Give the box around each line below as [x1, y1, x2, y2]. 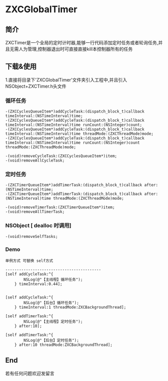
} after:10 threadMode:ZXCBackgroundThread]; [14, 342, 113, 347]
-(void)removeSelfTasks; [5, 234, 58, 239]
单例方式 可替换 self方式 [5, 258, 53, 263]
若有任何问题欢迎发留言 [5, 370, 54, 376]
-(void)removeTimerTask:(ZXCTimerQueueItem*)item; [5, 205, 115, 210]
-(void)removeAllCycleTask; [5, 158, 65, 164]
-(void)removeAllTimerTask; [5, 209, 65, 214]
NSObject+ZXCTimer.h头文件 [5, 83, 67, 89]
